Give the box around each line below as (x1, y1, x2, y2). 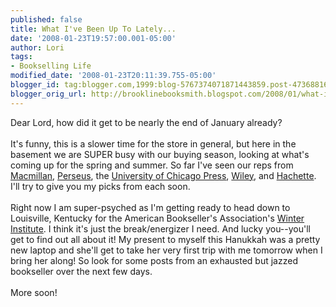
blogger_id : (10, 80, 60, 90)
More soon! (10, 286, 58, 298)
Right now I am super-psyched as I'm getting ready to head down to (10, 201, 291, 213)
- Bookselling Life (10, 61, 92, 71)
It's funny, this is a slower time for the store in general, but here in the (10, 137, 297, 150)
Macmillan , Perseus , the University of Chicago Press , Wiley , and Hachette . (10, 169, 317, 181)
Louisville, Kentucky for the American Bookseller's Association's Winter (10, 212, 305, 224)
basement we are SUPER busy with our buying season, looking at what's (10, 148, 310, 160)
